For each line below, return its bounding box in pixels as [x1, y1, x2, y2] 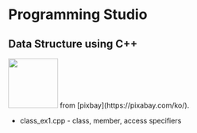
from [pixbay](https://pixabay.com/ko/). [59, 101, 190, 110]
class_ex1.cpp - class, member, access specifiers [19, 116, 182, 125]
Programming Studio [8, 6, 148, 24]
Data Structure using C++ [8, 37, 137, 51]
